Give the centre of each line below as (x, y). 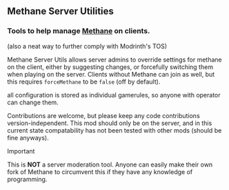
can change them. (33, 102)
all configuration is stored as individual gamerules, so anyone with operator (114, 95)
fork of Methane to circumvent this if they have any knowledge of (100, 171)
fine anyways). (28, 137)
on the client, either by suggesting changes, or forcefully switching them (110, 67)
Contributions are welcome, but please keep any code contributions (103, 115)
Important (21, 151)
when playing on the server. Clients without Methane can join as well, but (111, 74)
